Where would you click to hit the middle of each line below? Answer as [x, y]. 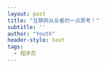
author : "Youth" [31, 34]
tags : [15, 47]
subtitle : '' [27, 27]
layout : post [27, 14]
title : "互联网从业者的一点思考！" [54, 21]
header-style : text [36, 40]
